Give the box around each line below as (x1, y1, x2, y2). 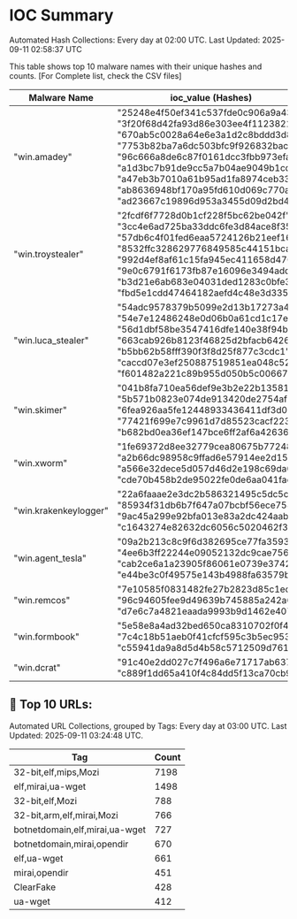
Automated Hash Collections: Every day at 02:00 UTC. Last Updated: (9, 34, 261, 45)
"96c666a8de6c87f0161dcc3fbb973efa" (117, 150, 295, 163)
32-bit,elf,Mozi (13, 794, 78, 807)
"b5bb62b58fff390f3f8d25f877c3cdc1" (117, 345, 290, 357)
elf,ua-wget (13, 852, 64, 864)
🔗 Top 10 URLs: (9, 697, 93, 712)
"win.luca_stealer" (13, 333, 89, 346)
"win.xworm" (13, 456, 68, 469)
